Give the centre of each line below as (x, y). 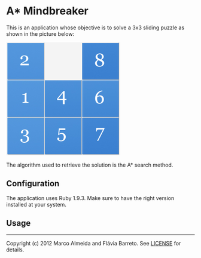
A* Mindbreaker (47, 11)
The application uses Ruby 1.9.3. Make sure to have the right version (90, 198)
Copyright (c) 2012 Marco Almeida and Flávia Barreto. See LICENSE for (94, 243)
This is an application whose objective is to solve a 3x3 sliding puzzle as (95, 27)
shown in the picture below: (40, 33)
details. (15, 250)
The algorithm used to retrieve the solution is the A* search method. (90, 165)
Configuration (33, 184)
